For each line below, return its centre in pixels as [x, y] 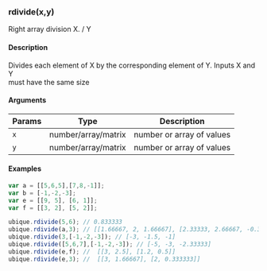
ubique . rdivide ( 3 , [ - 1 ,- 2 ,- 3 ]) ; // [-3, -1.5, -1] [92, 237]
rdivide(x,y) [31, 12]
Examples [25, 168]
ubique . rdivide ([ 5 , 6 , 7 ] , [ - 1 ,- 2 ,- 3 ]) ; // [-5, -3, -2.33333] [110, 245]
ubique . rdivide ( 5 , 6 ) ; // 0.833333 [66, 222]
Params [27, 121]
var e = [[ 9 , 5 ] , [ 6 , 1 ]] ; [53, 200]
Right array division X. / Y [50, 29]
